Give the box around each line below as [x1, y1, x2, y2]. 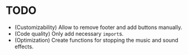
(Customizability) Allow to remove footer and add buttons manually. [14, 24, 183, 31]
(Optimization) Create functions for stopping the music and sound [14, 36, 179, 44]
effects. [14, 43, 34, 50]
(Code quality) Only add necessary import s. [14, 30, 124, 37]
